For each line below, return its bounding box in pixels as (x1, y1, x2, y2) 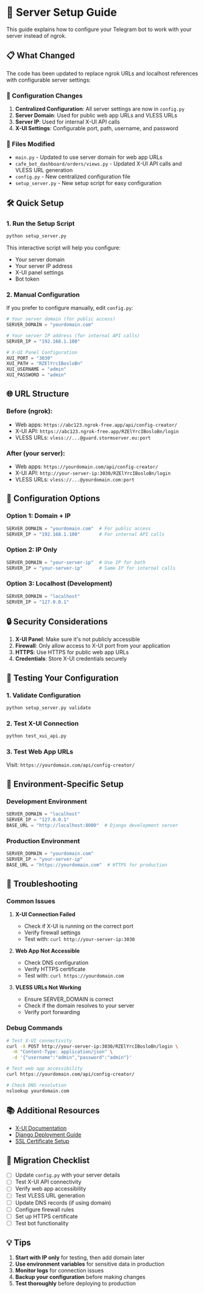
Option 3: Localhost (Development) (6, 580, 113, 588)
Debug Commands (6, 1024, 63, 1032)
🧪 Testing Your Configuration (6, 673, 119, 683)
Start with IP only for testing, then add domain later (15, 1253, 145, 1261)
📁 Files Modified (6, 139, 55, 148)
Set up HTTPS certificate (15, 1213, 78, 1220)
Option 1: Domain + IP (6, 511, 71, 520)
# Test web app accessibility (6, 1065, 83, 1072)
